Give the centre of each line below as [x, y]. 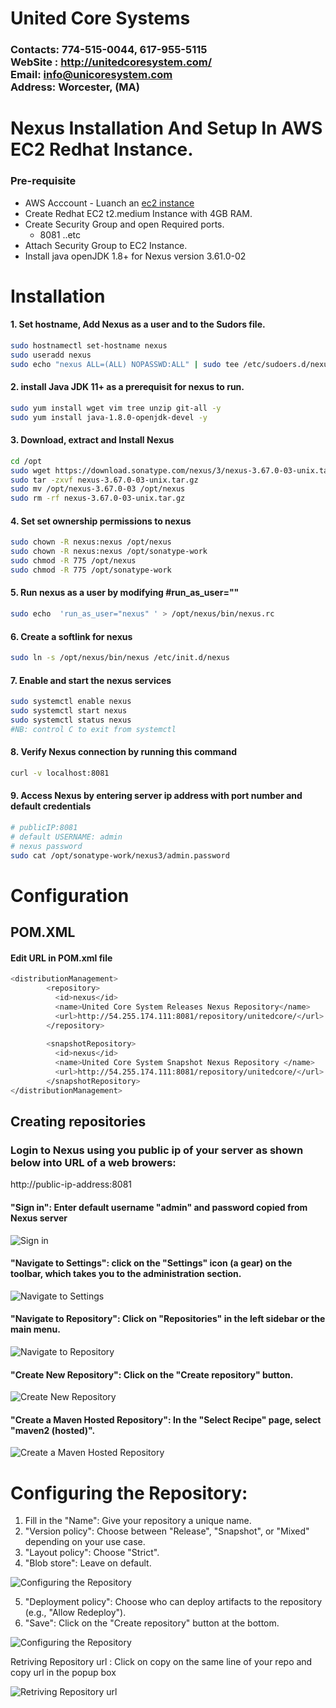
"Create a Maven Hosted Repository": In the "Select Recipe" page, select [166, 1419]
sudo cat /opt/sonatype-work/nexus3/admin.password [120, 855]
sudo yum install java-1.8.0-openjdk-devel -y [109, 417]
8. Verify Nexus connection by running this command [123, 752]
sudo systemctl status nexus [71, 720]
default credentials [51, 806]
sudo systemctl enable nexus [71, 702]
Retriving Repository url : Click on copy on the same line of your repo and [161, 1662]
